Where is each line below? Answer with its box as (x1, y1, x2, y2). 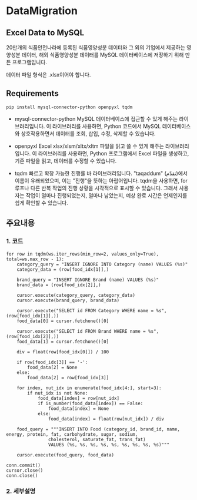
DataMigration (6, 4, 78, 18)
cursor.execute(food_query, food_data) (16, 452, 115, 458)
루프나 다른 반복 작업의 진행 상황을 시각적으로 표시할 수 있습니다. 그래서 (14, 184, 178, 191)
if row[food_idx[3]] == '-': (16, 359, 88, 365)
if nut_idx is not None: (27, 390, 88, 396)
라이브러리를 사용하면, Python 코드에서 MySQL (52, 122, 161, 130)
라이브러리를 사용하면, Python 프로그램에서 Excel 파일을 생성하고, (38, 150, 189, 157)
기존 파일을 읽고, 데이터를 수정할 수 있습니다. (14, 157, 117, 164)
